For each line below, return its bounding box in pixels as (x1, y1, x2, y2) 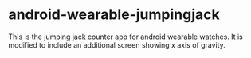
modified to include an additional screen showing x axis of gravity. (8, 40, 226, 49)
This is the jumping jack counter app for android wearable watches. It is (8, 32, 243, 41)
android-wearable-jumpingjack (8, 6, 221, 24)
